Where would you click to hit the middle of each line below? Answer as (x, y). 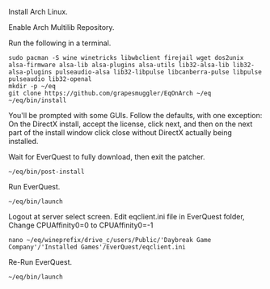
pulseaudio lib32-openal (50, 79)
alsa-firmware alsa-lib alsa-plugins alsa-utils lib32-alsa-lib (119, 65)
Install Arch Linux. (38, 12)
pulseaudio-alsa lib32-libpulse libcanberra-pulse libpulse (159, 72)
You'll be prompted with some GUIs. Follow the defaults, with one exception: (135, 115)
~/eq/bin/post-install (46, 172)
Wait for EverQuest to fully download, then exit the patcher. (107, 157)
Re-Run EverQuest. (40, 262)
